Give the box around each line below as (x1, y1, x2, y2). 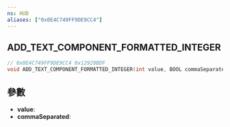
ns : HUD (7, 10, 29, 17)
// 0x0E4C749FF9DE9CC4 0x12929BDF (7, 59, 106, 67)
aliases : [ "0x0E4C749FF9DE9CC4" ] (7, 16, 103, 23)
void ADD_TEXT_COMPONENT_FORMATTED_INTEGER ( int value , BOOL (7, 66, 183, 73)
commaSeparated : (16, 112, 71, 120)
